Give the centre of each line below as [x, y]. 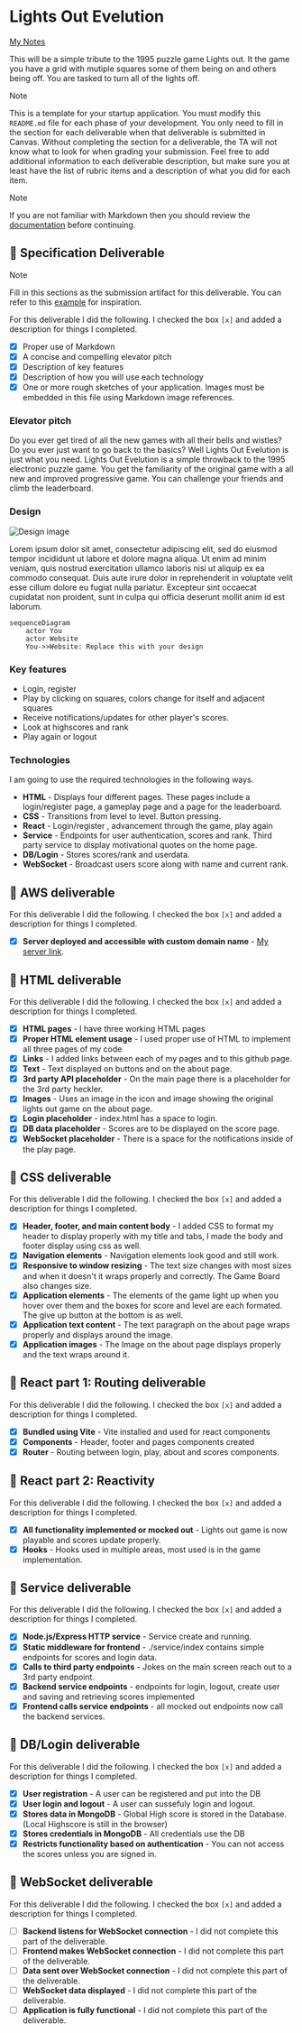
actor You [44, 630]
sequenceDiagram [40, 623]
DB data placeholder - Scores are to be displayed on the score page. [151, 1128]
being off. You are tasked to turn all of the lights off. [105, 78]
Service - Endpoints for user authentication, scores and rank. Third [147, 835]
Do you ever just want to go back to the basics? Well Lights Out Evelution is [149, 450]
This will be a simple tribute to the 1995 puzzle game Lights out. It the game [150, 59]
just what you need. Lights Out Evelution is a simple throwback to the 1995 [147, 460]
